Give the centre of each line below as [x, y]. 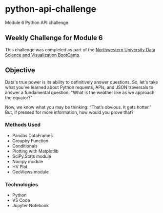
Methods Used [23, 125]
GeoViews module [30, 171]
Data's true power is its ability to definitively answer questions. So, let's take [81, 82]
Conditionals [25, 146]
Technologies [21, 184]
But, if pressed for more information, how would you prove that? [69, 112]
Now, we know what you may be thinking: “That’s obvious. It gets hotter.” [78, 107]
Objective [20, 70]
